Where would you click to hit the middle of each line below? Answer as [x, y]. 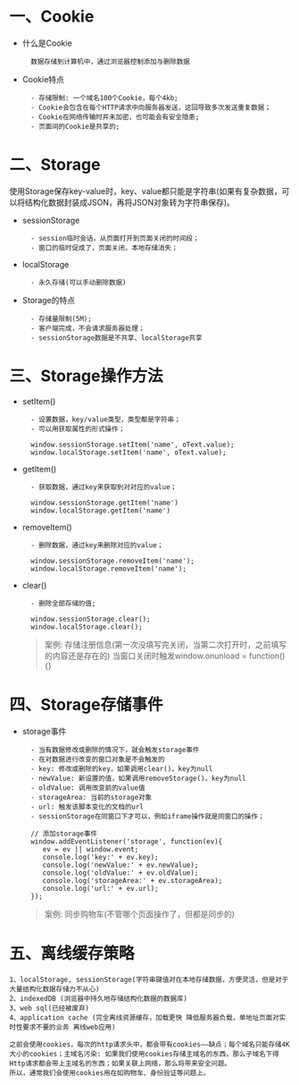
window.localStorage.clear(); [87, 627]
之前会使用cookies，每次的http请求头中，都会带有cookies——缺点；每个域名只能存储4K [149, 1044]
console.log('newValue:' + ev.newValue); [120, 865]
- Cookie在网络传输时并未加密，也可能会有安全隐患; [115, 117]
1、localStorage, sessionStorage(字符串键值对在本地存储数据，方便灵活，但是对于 [149, 979]
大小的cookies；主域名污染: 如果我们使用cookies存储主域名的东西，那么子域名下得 [144, 1054]
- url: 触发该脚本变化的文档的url [87, 807]
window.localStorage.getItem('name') [101, 510]
